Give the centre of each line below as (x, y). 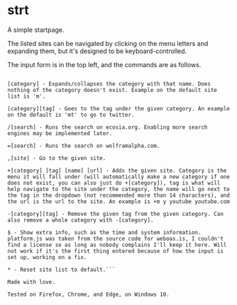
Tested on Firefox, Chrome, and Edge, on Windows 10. (89, 294)
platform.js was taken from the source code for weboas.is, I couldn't (115, 238)
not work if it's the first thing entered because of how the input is (115, 251)
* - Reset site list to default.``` (61, 270)
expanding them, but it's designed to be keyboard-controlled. (97, 51)
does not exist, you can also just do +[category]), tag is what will (114, 183)
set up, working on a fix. (47, 257)
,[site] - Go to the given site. (57, 158)
